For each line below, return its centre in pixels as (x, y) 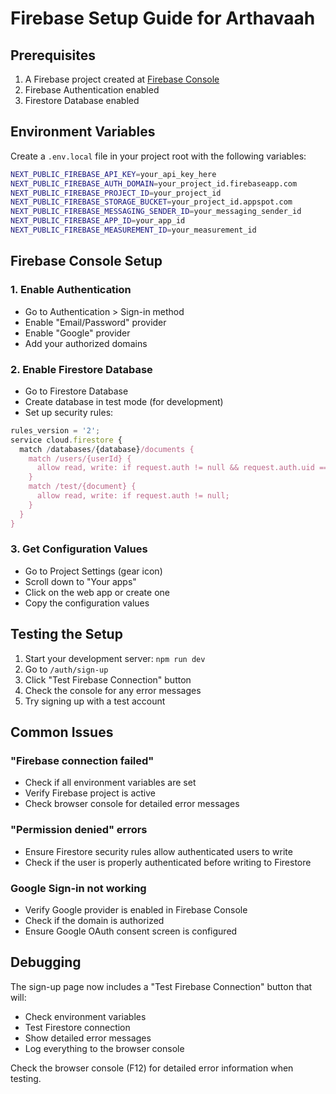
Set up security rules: (69, 412)
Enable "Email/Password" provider (95, 322)
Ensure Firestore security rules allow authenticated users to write (158, 851)
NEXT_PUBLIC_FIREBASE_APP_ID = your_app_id (98, 221)
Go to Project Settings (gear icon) (93, 571)
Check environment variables (85, 1016)
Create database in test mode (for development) (124, 401)
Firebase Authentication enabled (92, 90)
